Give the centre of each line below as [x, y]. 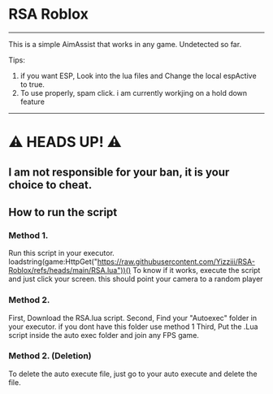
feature [32, 102]
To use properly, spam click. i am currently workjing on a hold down [134, 93]
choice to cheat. [50, 185]
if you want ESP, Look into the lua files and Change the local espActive [139, 76]
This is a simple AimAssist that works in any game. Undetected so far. [125, 44]
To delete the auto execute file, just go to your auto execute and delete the [133, 374]
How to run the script [63, 212]
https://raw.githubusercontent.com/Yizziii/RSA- [176, 262]
